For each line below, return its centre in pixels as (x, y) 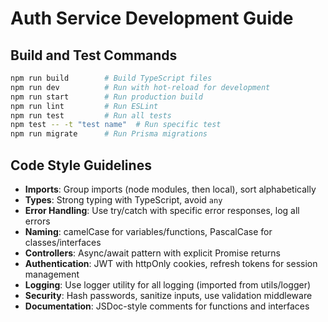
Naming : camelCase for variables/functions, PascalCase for (148, 231)
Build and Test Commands (94, 55)
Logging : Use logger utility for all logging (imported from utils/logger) (168, 284)
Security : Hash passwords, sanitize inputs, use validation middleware (168, 295)
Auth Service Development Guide (152, 18)
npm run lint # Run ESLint (84, 106)
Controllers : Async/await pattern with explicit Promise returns (152, 253)
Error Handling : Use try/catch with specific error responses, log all (162, 210)
